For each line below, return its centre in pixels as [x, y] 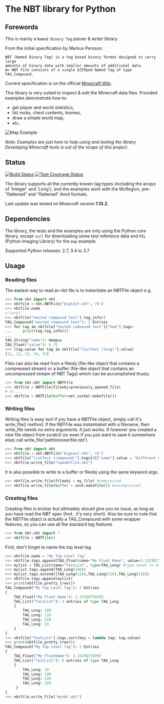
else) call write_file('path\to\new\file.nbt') [46, 440]
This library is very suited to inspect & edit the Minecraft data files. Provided [81, 93]
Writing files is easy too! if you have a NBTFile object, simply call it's [73, 419]
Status [15, 162]
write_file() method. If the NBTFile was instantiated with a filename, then [77, 425]
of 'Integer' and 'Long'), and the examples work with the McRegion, [73, 189]
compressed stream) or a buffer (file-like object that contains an [70, 368]
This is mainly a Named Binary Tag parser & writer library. [62, 39]
